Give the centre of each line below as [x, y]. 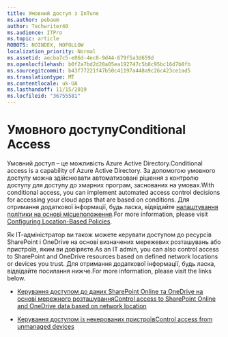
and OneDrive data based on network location [82, 306]
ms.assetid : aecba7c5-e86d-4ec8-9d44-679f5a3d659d [81, 58]
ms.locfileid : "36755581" [44, 96]
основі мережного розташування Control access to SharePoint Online [116, 299]
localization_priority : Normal [52, 52]
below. [16, 278]
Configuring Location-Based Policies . [60, 221]
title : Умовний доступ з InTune [53, 13]
